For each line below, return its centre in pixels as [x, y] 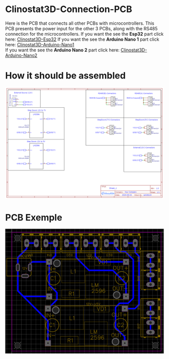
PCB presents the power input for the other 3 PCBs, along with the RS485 [81, 28]
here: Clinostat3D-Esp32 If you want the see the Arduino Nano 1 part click [82, 39]
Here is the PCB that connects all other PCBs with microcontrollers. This [80, 23]
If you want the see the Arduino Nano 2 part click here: [62, 50]
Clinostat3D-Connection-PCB [69, 9]
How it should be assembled [65, 76]
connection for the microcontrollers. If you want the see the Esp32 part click [84, 34]
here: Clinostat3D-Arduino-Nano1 [40, 44]
